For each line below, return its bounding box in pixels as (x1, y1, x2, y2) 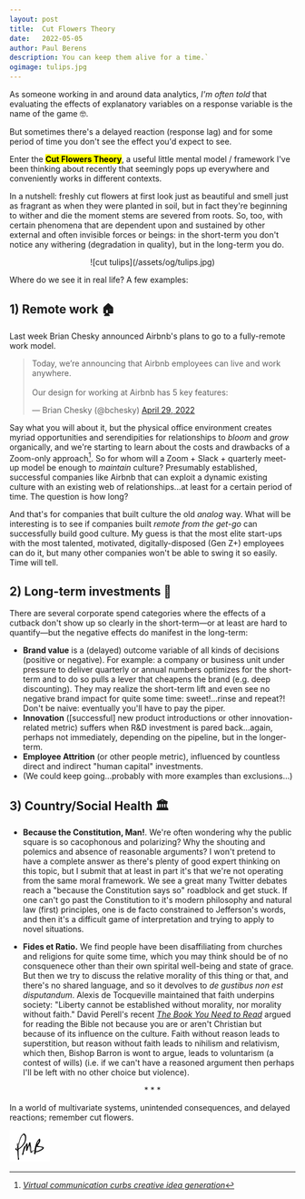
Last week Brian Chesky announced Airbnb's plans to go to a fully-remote (9, 330, 286, 341)
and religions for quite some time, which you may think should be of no (22, 951, 289, 962)
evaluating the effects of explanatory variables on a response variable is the (9, 98, 293, 109)
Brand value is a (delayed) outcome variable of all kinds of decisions (22, 645, 280, 655)
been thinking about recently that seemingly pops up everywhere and (9, 164, 270, 174)
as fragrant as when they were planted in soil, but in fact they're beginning (9, 200, 288, 211)
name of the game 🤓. (9, 108, 89, 118)
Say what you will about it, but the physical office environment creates (9, 422, 272, 432)
